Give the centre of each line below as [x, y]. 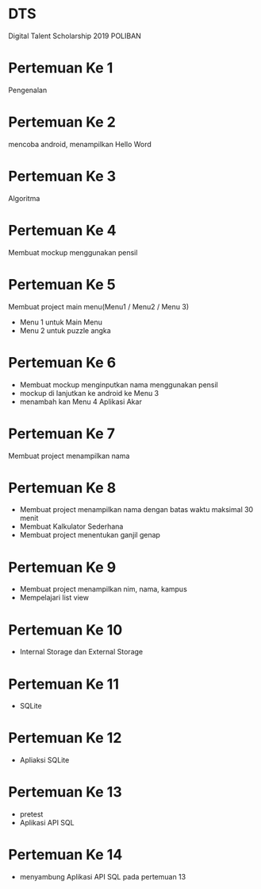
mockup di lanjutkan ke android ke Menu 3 [89, 393]
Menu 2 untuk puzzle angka [65, 330]
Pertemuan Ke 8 [62, 488]
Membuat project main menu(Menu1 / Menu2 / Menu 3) [99, 306]
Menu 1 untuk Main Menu [61, 322]
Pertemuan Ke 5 [62, 284]
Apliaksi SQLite [44, 760]
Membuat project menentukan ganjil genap [90, 535]
